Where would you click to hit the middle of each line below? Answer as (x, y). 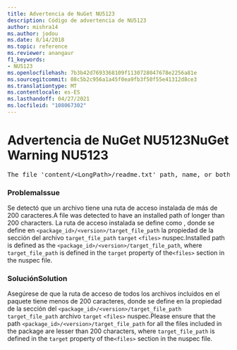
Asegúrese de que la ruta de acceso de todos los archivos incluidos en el (114, 294)
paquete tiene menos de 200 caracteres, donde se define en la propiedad (115, 301)
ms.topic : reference (38, 46)
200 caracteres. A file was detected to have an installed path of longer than (116, 215)
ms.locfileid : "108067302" (47, 106)
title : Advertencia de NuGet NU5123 (61, 14)
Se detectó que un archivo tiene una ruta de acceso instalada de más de (113, 208)
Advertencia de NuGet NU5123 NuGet (118, 140)
